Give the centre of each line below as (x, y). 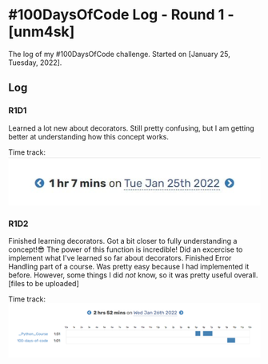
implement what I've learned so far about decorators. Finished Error (120, 258)
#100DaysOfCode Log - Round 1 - (121, 15)
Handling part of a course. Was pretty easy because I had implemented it (129, 267)
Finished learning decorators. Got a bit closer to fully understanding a (123, 241)
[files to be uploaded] (44, 284)
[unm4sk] (42, 32)
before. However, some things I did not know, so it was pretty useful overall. (133, 275)
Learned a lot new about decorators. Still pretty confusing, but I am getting (131, 128)
